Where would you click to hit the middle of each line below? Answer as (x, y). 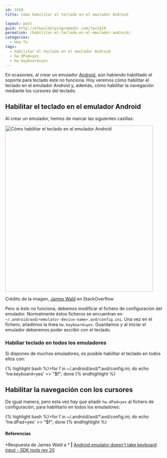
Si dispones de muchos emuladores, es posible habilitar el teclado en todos (83, 353)
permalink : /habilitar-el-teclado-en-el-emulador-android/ (68, 33)
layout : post (19, 23)
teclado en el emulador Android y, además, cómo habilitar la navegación (79, 85)
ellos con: (15, 359)
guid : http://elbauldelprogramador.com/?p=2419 (56, 28)
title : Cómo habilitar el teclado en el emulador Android (67, 14)
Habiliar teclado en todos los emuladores (56, 343)
